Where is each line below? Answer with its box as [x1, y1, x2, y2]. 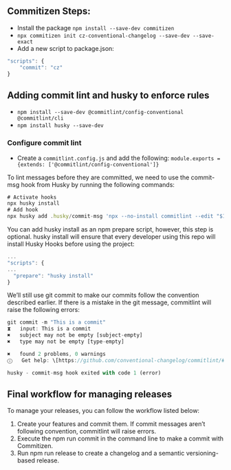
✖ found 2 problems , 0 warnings [7, 350, 107, 357]
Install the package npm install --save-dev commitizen [16, 23, 175, 32]
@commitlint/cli [16, 115, 64, 122]
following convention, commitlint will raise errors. [16, 427, 157, 436]
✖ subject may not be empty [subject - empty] [7, 332, 143, 339]
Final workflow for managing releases [7, 388, 173, 400]
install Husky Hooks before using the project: [7, 240, 135, 248]
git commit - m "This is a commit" [7, 319, 107, 326]
